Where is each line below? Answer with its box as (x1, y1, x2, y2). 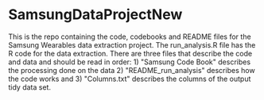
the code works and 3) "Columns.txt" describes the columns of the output (8, 74, 251, 83)
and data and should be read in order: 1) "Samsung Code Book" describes (8, 57, 251, 67)
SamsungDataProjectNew (8, 6, 183, 24)
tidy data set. (8, 82, 52, 92)
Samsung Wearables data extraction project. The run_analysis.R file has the (8, 40, 256, 49)
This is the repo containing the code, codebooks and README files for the (8, 32, 252, 41)
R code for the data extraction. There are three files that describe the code (8, 48, 253, 58)
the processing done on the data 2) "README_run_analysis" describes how (8, 65, 256, 75)
